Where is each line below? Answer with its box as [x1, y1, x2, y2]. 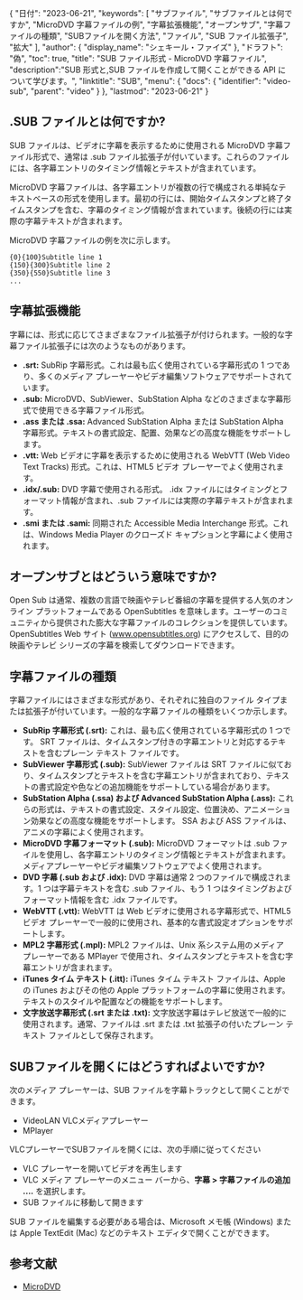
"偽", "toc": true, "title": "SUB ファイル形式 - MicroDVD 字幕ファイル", [9, 53, 268, 63]
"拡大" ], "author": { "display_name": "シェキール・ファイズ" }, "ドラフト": [9, 42, 283, 52]
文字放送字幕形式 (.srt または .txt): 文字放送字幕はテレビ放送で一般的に [22, 1007, 287, 1018]
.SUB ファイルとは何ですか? [9, 114, 166, 129]
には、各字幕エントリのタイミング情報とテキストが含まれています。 [9, 162, 262, 173]
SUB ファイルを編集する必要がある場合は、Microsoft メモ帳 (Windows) [9, 1216, 274, 1227]
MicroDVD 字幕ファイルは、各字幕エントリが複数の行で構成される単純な [9, 182, 279, 192]
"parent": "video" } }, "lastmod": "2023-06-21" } [30, 86, 209, 97]
